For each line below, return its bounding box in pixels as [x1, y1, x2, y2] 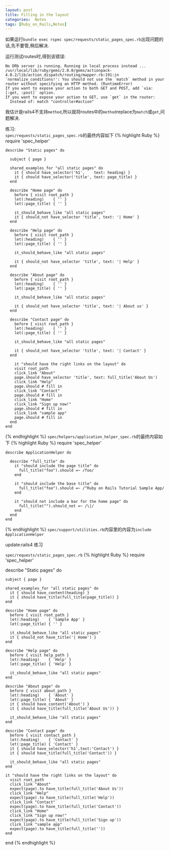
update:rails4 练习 [5, 542, 43, 548]
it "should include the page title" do [14, 464, 99, 469]
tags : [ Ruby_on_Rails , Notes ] [5, 21, 67, 27]
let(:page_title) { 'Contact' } [10, 742, 79, 747]
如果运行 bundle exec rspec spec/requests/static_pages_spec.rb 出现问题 [5, 36, 159, 42]
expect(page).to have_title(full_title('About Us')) [10, 786, 124, 791]
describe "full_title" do [10, 459, 65, 464]
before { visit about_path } [10, 688, 72, 694]
